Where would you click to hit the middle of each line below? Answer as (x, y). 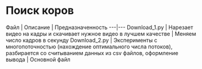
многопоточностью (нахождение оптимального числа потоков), (89, 47)
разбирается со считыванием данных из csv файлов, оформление (92, 53)
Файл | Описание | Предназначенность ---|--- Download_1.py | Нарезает (99, 27)
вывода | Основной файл (38, 59)
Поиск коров (40, 11)
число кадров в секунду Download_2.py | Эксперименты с (82, 40)
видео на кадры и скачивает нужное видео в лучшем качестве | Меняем (101, 33)
